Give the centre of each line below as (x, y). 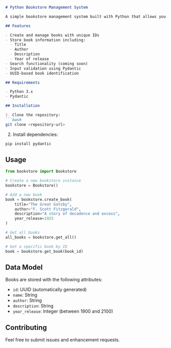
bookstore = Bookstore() (32, 186)
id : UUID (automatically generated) (50, 290)
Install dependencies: (35, 134)
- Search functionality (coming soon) (47, 64)
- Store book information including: (46, 40)
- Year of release (30, 59)
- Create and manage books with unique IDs (52, 35)
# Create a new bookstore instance (43, 181)
